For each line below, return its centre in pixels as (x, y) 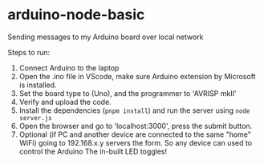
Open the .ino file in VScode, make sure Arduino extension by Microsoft (137, 76)
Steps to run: (29, 52)
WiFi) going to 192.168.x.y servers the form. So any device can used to (136, 142)
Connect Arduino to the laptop (69, 68)
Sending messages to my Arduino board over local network (106, 37)
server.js (36, 118)
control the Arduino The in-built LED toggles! (93, 151)
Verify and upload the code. (65, 102)
